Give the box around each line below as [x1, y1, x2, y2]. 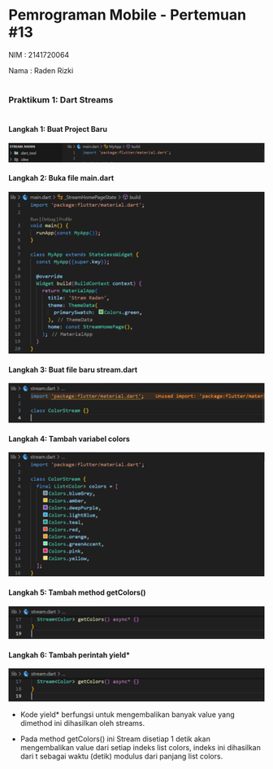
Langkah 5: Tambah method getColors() [8, 588, 146, 597]
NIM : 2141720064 [8, 50, 70, 59]
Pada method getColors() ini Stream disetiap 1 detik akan [19, 734, 211, 744]
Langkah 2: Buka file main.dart [8, 173, 115, 183]
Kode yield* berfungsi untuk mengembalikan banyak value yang [19, 710, 236, 719]
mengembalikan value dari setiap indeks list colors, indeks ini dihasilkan [19, 743, 262, 753]
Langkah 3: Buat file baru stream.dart [8, 365, 138, 374]
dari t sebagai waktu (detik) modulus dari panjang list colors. [19, 751, 223, 762]
